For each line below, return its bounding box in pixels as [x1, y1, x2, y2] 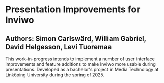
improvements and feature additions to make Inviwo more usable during [5, 61, 156, 67]
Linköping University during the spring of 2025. [5, 72, 104, 78]
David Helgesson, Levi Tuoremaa [5, 42, 112, 51]
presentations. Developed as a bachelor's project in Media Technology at [5, 67, 159, 72]
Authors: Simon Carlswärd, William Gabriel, [5, 34, 146, 43]
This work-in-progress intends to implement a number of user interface [5, 56, 155, 62]
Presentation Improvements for [5, 4, 141, 15]
